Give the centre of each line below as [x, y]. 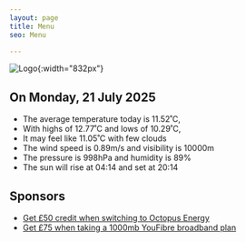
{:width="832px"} [71, 68]
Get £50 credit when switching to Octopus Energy [116, 218]
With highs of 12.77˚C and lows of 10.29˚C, [102, 129]
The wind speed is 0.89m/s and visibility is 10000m [118, 148]
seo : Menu [28, 35]
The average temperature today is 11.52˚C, [102, 119]
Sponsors [37, 196]
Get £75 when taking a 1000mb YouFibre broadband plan [129, 227]
